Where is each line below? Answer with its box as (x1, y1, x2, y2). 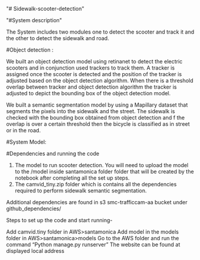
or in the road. (6, 127, 41, 134)
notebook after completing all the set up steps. (14, 174, 130, 182)
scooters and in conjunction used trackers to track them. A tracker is (6, 64, 175, 71)
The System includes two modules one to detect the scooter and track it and (6, 28, 195, 35)
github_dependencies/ (6, 205, 61, 212)
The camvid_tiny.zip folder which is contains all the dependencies (14, 181, 177, 188)
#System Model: (6, 138, 47, 146)
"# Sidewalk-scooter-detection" (6, 5, 85, 12)
